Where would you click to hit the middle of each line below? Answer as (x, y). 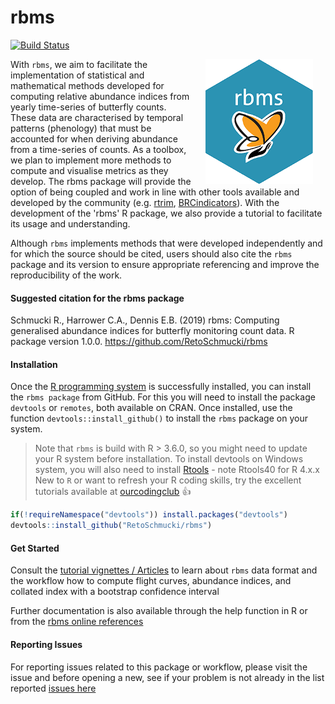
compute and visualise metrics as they (89, 170)
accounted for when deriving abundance (94, 138)
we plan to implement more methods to (91, 160)
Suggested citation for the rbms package (97, 298)
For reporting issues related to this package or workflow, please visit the (159, 667)
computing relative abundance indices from (100, 96)
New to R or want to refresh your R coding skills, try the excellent (168, 480)
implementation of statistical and (77, 75)
